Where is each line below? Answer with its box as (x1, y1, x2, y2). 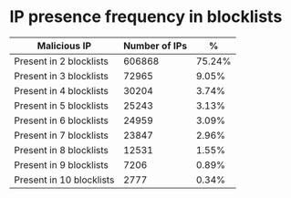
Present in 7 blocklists (14, 129, 109, 141)
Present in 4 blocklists (14, 84, 109, 97)
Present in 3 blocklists (14, 69, 109, 82)
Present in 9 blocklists (14, 158, 109, 171)
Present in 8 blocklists (14, 143, 109, 156)
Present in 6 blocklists (14, 114, 109, 127)
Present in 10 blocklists (14, 173, 115, 186)
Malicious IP (36, 39, 92, 52)
